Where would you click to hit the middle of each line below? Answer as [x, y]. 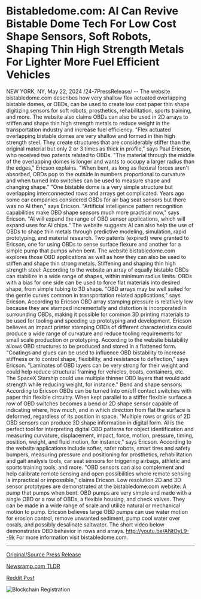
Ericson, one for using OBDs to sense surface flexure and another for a [94, 244]
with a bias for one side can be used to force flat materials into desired [93, 282]
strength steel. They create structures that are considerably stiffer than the [98, 142]
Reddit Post [20, 577]
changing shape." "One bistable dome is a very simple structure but [90, 186]
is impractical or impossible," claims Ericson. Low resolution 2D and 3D [94, 480]
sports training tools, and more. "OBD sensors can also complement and [95, 467]
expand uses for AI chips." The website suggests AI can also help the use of [100, 225]
